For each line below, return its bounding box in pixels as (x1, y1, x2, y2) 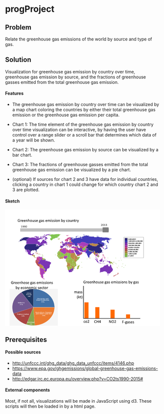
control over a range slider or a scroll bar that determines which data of (12, 132, 157, 138)
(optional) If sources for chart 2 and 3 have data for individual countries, (12, 176, 159, 182)
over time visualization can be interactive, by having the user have (12, 127, 146, 133)
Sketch (5, 198, 20, 204)
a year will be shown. (12, 137, 55, 143)
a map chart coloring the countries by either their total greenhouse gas (12, 107, 156, 113)
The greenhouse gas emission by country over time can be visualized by (12, 102, 160, 107)
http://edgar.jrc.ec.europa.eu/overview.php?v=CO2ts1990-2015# (12, 376, 143, 381)
